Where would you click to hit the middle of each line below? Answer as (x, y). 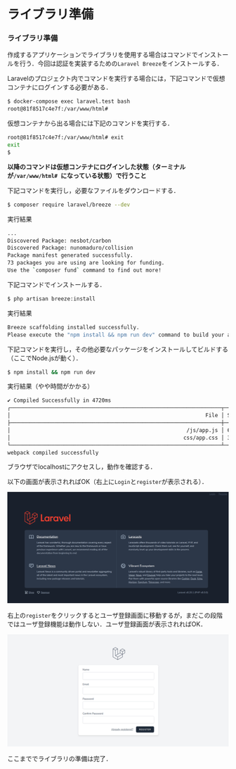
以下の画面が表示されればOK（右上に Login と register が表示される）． (108, 482)
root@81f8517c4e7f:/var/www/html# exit (66, 138)
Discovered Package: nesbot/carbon (59, 241)
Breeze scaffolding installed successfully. (73, 327)
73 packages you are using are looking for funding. (86, 263)
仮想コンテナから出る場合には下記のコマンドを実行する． (90, 123)
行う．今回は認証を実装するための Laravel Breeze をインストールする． (121, 63)
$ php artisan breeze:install (52, 299)
